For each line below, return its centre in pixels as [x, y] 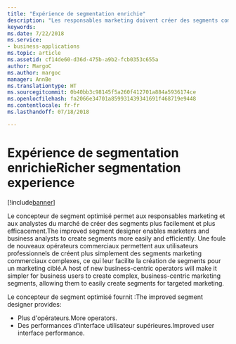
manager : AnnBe [29, 79]
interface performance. [51, 333]
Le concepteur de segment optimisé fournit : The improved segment [105, 297]
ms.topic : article [34, 53]
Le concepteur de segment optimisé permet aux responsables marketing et [116, 216]
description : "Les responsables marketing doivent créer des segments [113, 20]
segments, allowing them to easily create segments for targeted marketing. [116, 283]
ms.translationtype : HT [42, 86]
